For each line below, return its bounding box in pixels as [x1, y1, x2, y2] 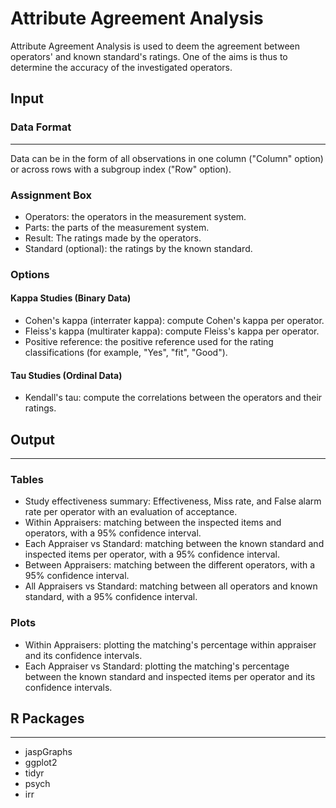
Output [10, 431, 55, 448]
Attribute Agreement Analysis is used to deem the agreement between [10, 40, 301, 52]
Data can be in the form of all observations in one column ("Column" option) [10, 152, 324, 164]
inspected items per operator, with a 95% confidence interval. [24, 548, 280, 561]
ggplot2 [24, 757, 58, 769]
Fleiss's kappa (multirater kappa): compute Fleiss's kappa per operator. [24, 325, 320, 337]
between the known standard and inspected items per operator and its [24, 670, 316, 682]
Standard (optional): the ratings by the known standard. [24, 242, 253, 254]
